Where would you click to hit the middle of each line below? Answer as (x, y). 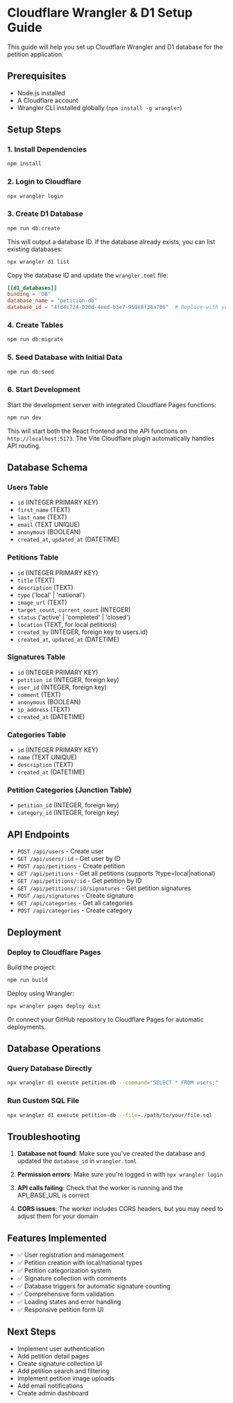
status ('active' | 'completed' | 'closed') (74, 617)
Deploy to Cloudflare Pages (54, 952)
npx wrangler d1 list (38, 262)
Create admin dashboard (53, 1393)
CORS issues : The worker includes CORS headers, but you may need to (120, 1209)
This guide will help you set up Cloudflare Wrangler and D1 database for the (115, 47)
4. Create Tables (35, 325)
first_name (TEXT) (44, 510)
